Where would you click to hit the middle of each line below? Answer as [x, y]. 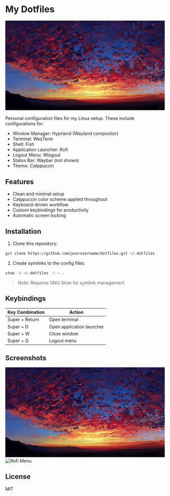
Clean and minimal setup [38, 194]
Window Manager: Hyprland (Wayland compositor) [66, 134]
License [18, 477]
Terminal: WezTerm [33, 139]
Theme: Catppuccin [33, 166]
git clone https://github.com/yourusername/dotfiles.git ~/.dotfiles [80, 254]
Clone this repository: [35, 243]
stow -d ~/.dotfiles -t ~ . [35, 273]
